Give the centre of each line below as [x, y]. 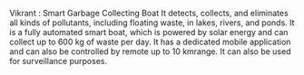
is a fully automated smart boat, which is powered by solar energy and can [149, 32]
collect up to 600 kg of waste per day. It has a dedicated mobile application [150, 42]
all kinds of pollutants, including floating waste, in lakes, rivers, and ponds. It [152, 23]
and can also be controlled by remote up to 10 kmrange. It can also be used [150, 52]
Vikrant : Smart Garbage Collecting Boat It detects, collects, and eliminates [149, 13]
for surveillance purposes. [58, 61]
